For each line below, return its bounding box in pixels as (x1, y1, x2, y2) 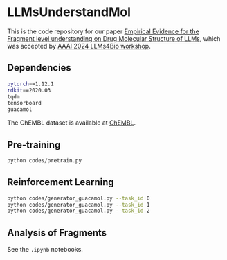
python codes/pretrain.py (7, 157, 82, 164)
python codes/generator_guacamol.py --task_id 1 (7, 201, 150, 208)
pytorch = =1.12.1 (7, 80, 54, 87)
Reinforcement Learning (7, 176, 114, 188)
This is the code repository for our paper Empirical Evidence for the (7, 27, 199, 35)
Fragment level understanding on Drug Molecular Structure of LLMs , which (7, 34, 221, 42)
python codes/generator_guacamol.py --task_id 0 (7, 195, 150, 202)
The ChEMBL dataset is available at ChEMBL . (7, 119, 136, 127)
